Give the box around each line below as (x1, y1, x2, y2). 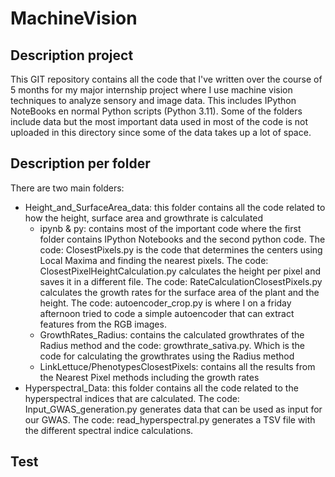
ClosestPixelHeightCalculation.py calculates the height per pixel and (39, 265, 321, 277)
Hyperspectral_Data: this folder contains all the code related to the (24, 382, 299, 394)
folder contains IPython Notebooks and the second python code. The (39, 233, 326, 245)
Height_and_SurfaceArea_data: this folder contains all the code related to (24, 201, 326, 213)
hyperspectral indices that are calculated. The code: (24, 392, 240, 404)
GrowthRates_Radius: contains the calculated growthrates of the (39, 328, 305, 341)
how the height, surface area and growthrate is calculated (24, 212, 264, 224)
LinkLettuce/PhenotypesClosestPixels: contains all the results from (39, 360, 316, 372)
